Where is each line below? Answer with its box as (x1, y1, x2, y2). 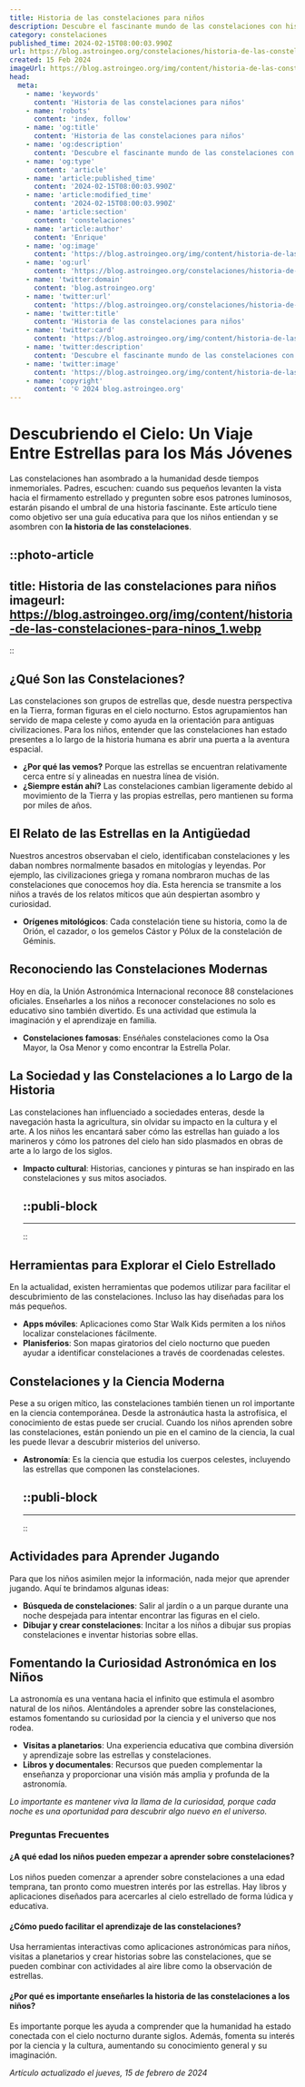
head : (9, 73, 30, 82)
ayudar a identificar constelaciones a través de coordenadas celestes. (22, 1347, 286, 1358)
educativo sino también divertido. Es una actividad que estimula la (9, 1005, 257, 1016)
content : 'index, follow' (33, 114, 132, 123)
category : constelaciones (9, 30, 107, 39)
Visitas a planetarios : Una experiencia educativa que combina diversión (22, 1740, 294, 1751)
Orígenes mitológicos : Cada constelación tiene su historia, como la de (22, 916, 288, 927)
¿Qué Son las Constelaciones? (9, 671, 186, 686)
